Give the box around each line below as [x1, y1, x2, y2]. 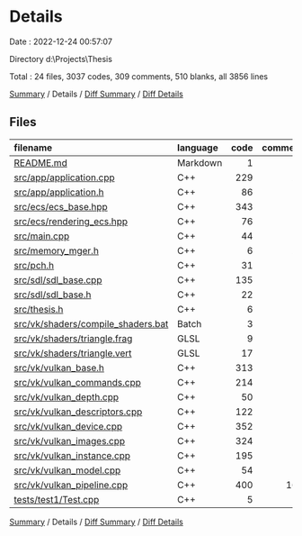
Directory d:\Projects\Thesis [9, 53, 112, 64]
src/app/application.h [13, 186, 104, 198]
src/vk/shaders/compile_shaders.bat [13, 317, 169, 330]
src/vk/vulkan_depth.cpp [13, 390, 120, 403]
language [176, 141, 218, 154]
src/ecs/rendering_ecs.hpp [13, 214, 129, 227]
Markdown [176, 156, 223, 168]
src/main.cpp [13, 230, 70, 242]
